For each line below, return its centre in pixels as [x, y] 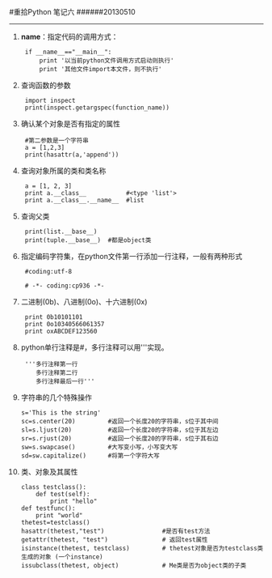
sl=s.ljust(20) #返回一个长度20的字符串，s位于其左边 [119, 430]
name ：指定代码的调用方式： [69, 36]
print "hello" [74, 501]
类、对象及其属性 [49, 472]
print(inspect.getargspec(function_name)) [97, 108]
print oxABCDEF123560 [61, 331]
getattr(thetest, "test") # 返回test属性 [114, 540]
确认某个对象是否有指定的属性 [70, 123]
